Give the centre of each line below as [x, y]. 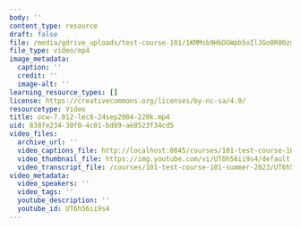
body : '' [26, 17]
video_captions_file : [58, 150]
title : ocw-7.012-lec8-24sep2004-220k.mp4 [90, 117]
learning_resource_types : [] [64, 92]
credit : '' [38, 76]
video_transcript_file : [61, 167]
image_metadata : [39, 59]
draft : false [34, 34]
